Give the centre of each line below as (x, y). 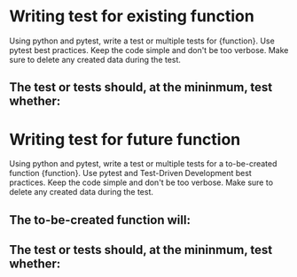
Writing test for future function (125, 139)
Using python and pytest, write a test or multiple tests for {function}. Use (142, 41)
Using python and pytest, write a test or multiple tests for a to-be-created (143, 164)
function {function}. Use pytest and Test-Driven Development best (131, 173)
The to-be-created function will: (100, 220)
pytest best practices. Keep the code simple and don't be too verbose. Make (149, 50)
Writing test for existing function (132, 16)
